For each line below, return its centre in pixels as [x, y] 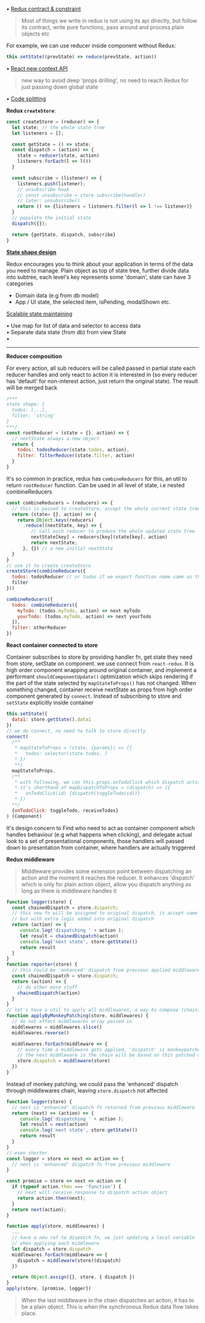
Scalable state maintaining [39, 313]
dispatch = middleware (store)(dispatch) [69, 1261]
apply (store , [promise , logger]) [49, 1289]
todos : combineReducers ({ [45, 605]
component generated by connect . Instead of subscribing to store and [94, 696]
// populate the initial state [52, 218]
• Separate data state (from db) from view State [66, 332]
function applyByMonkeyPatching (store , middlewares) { [77, 1016]
